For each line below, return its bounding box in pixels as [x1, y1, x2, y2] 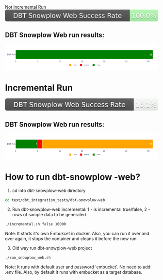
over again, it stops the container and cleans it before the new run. [5, 236, 138, 242]
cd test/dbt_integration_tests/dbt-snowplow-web [5, 197, 105, 203]
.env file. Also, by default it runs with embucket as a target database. [5, 269, 142, 275]
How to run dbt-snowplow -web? [5, 171, 141, 183]
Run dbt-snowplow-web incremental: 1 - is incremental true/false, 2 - [12, 206, 150, 212]
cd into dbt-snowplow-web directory [12, 187, 86, 193]
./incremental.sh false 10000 [5, 222, 66, 226]
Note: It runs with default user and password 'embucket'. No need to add [5, 264, 151, 270]
